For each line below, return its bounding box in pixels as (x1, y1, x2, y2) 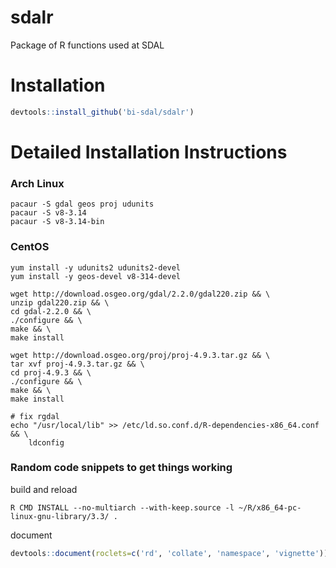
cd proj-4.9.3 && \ (10, 367, 92, 378)
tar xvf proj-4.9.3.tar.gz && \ (10, 359, 145, 369)
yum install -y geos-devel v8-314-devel (10, 271, 182, 281)
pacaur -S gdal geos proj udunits (10, 199, 155, 210)
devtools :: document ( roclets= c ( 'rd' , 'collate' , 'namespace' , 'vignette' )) (10, 548, 329, 558)
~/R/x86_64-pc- (238, 502, 302, 513)
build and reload (10, 483, 78, 495)
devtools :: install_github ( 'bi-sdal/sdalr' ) (10, 107, 195, 117)
